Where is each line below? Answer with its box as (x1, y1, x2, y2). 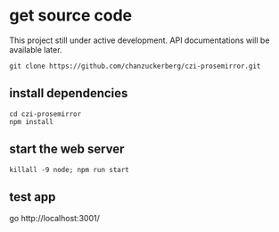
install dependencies (9, 86, 128, 101)
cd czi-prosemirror (9, 109, 82, 119)
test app (9, 189, 56, 204)
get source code (9, 5, 133, 26)
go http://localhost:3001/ (9, 213, 100, 224)
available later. (9, 44, 62, 54)
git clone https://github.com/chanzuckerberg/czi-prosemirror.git (9, 62, 261, 70)
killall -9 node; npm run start (9, 165, 129, 174)
